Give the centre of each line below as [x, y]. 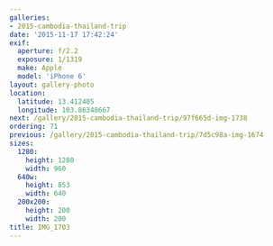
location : [28, 93]
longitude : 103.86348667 [64, 110]
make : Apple [40, 68]
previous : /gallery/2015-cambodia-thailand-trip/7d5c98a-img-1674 [136, 135]
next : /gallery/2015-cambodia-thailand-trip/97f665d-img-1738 [128, 118]
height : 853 [48, 186]
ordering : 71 [34, 127]
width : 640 [46, 194]
